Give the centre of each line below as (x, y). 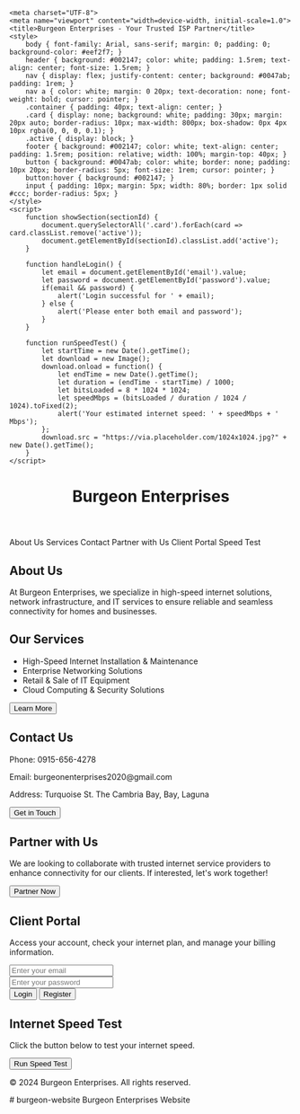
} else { (58, 304)
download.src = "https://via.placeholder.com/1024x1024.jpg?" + (164, 438)
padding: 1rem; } (42, 84)
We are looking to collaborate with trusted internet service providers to (140, 863)
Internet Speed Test (66, 1024)
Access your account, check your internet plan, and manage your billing (142, 942)
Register (57, 994)
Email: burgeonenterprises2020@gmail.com (91, 776)
